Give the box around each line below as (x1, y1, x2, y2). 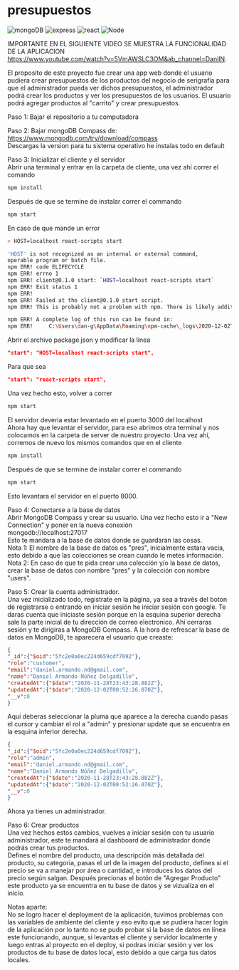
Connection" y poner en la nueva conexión (7, 521, 133, 529)
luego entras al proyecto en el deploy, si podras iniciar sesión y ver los (7, 941, 213, 949)
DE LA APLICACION (7, 47, 65, 56)
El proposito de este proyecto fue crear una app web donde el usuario (7, 68, 213, 77)
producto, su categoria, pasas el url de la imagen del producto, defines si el (7, 859, 229, 867)
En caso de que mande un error (7, 224, 100, 232)
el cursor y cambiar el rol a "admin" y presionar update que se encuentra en (7, 720, 230, 729)
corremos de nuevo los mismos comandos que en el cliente (7, 438, 182, 447)
